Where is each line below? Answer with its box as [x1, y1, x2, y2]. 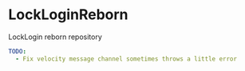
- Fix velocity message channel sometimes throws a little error [15, 54, 238, 63]
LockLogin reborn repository [8, 32, 102, 41]
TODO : [8, 47, 26, 55]
